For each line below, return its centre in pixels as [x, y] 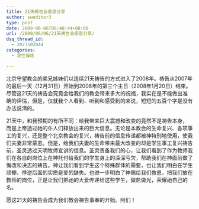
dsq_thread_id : [25, 39]
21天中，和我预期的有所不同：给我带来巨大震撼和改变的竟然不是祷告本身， [97, 120]
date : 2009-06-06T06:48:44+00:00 [47, 28]
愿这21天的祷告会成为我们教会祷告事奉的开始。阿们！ [71, 200]
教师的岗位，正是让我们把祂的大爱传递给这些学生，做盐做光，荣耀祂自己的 [97, 180]
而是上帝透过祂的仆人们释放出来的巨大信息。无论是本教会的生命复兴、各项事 [99, 128]
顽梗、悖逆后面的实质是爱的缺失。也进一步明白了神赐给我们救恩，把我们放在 [99, 172]
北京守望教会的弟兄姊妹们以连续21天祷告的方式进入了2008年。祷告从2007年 [99, 78]
